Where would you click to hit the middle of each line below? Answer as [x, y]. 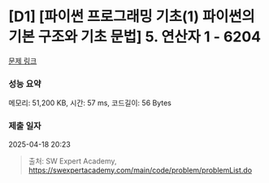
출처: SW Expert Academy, [72, 161]
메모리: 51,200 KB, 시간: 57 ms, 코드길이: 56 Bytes [90, 103]
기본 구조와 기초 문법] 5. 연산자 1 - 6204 [135, 37]
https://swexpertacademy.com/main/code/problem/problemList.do [140, 170]
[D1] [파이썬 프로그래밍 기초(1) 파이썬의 [132, 17]
